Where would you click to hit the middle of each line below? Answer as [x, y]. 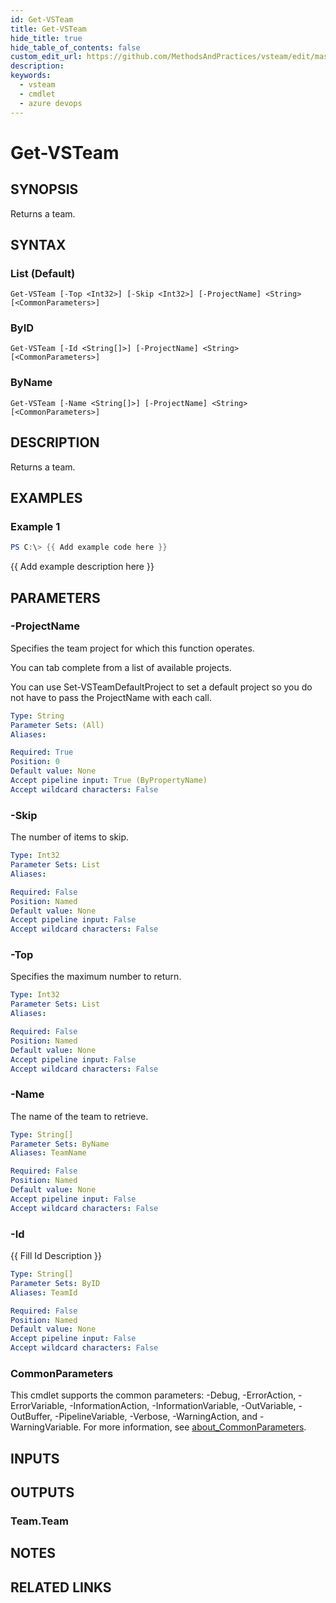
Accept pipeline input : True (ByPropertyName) [109, 781]
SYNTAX [38, 244]
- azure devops [51, 103]
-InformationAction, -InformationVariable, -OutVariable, [183, 1406]
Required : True [42, 752]
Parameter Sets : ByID [55, 1283]
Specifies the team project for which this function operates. [132, 648]
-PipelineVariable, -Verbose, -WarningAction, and [156, 1417]
